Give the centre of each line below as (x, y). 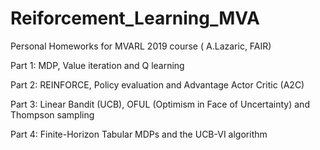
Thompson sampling (52, 114)
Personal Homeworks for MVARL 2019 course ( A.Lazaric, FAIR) (141, 46)
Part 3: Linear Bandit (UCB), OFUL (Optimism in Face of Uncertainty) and (160, 104)
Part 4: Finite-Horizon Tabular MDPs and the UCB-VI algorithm (139, 134)
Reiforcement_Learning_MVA (135, 18)
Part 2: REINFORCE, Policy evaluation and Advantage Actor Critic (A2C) (157, 84)
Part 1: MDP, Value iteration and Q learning (97, 65)
